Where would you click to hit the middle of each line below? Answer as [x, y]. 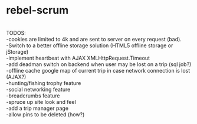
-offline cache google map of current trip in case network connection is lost [98, 70]
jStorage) [17, 51]
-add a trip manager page [37, 108]
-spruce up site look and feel [41, 102]
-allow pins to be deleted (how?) [45, 114]
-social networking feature [38, 89]
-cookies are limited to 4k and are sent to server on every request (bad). [94, 39]
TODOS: [16, 32]
